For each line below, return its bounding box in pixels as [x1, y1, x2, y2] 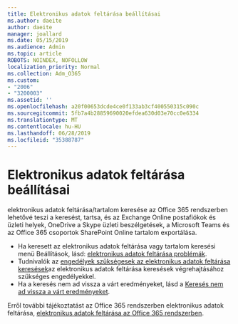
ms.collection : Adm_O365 [7, 70, 81, 77]
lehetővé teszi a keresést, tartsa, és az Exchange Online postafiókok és [7, 213, 216, 221]
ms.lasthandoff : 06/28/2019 [7, 130, 91, 137]
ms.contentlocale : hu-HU [7, 122, 81, 130]
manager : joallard [7, 30, 62, 38]
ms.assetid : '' [7, 97, 53, 104]
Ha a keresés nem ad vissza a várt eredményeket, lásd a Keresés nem [17, 280, 224, 288]
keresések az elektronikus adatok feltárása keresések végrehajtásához [17, 265, 224, 273]
